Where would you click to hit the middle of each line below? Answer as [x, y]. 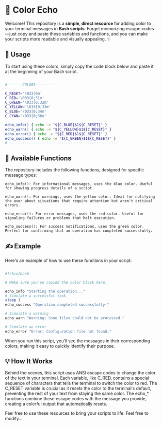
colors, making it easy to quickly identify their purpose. [60, 346]
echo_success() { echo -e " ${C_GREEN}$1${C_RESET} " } [61, 138]
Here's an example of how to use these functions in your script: [68, 260]
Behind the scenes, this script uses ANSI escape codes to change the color [80, 373]
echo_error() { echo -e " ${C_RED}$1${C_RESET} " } [56, 134]
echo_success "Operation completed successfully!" [57, 305]
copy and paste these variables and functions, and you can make [83, 34]
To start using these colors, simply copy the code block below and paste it [79, 66]
